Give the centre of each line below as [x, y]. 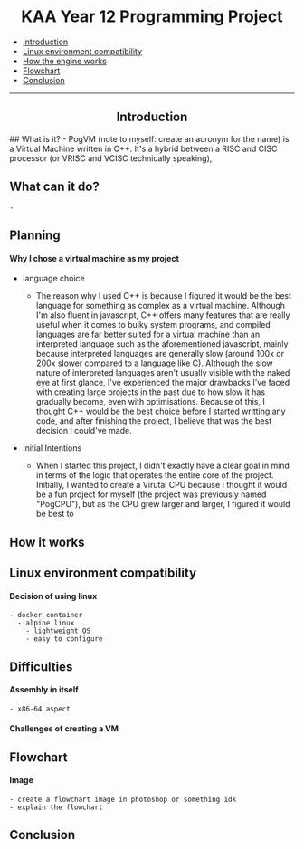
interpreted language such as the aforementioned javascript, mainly [162, 344]
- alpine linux [46, 623]
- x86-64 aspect [40, 709]
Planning [35, 235]
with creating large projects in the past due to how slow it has [150, 392]
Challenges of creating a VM [64, 729]
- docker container [46, 615]
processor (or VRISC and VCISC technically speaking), [111, 158]
